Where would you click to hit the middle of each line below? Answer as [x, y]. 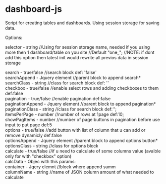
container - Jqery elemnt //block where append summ [60, 167]
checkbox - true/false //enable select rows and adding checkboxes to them [82, 88]
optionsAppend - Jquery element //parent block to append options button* [82, 140]
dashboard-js [34, 9]
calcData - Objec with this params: [40, 161]
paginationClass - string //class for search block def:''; [61, 109]
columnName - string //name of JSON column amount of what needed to [80, 172]
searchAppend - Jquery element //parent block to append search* [73, 77]
